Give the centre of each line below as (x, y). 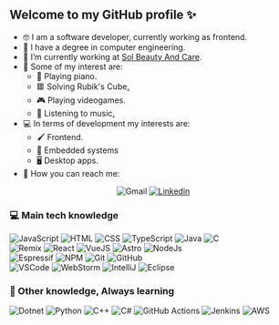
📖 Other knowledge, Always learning (92, 291)
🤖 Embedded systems (77, 150)
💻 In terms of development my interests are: (106, 123)
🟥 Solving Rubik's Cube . (83, 86)
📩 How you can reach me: (71, 173)
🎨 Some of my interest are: (72, 66)
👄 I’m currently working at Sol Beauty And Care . (112, 56)
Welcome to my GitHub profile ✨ (103, 15)
